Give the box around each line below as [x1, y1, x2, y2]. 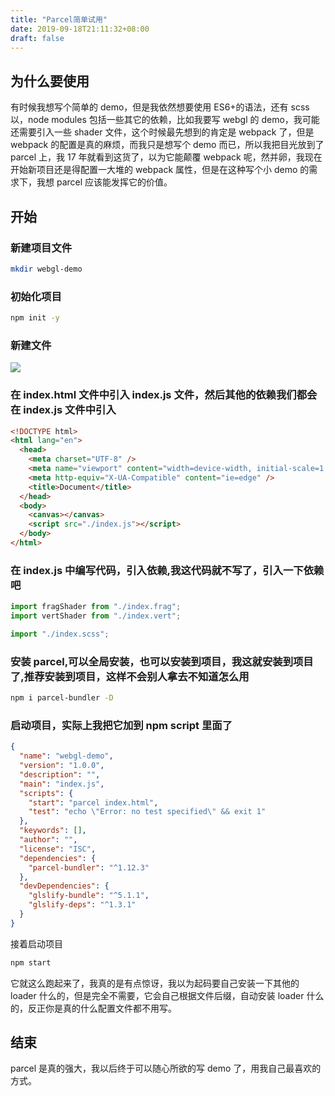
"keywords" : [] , [19, 826, 87, 836]
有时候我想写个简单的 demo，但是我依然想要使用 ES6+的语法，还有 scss [10, 101, 310, 113]
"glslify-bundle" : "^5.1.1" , [28, 891, 150, 901]
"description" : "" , [19, 769, 101, 780]
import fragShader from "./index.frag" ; [10, 602, 182, 612]
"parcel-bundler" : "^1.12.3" [28, 862, 150, 873]
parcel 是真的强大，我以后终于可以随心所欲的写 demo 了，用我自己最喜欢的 [10, 1062, 322, 1075]
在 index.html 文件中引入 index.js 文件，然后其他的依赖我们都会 [10, 388, 318, 402]
